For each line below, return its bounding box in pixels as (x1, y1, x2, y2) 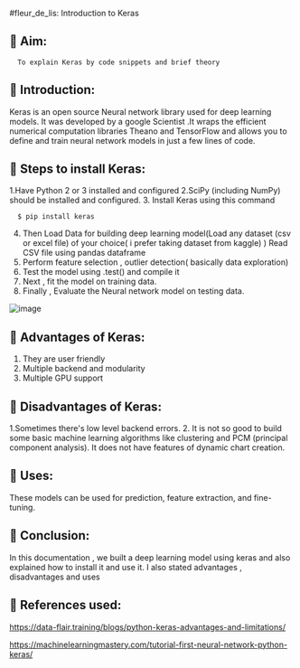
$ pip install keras (17, 212, 95, 221)
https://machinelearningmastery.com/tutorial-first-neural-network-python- (9, 639, 287, 650)
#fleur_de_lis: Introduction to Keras (9, 8, 140, 18)
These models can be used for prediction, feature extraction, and (9, 492, 252, 503)
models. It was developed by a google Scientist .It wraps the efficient (9, 116, 267, 127)
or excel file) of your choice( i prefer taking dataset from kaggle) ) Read (22, 238, 288, 249)
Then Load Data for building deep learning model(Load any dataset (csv (22, 228, 292, 239)
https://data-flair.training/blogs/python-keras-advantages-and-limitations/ (9, 621, 286, 632)
